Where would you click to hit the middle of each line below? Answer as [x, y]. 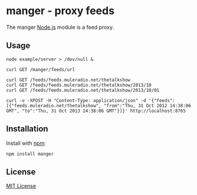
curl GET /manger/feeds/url [41, 70]
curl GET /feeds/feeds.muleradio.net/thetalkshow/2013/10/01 [83, 90]
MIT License [21, 186]
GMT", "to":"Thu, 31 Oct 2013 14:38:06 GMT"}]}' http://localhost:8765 [96, 111]
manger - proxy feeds [60, 11]
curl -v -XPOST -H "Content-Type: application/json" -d [76, 100]
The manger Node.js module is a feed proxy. [60, 27]
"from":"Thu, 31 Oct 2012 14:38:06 [147, 105]
